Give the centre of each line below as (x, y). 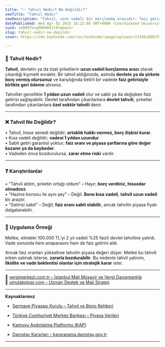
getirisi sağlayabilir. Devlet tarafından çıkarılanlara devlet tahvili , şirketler (79, 100)
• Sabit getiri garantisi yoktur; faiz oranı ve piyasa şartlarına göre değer (78, 143)
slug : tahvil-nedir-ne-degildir (38, 32)
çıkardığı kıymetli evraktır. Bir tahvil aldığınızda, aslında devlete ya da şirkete (82, 75)
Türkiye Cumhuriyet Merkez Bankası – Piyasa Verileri (66, 316)
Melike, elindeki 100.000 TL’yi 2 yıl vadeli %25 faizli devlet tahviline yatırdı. (81, 238)
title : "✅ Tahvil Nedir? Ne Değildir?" (46, 10)
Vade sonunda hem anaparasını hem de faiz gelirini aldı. (62, 243)
